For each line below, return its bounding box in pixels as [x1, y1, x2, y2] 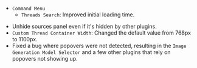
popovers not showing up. [12, 55, 78, 62]
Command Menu [12, 5, 46, 12]
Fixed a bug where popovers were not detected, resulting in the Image [12, 42, 187, 49]
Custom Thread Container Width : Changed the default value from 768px [12, 29, 192, 36]
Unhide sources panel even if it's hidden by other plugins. [12, 23, 157, 30]
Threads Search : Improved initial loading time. [21, 11, 135, 18]
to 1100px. [12, 36, 38, 42]
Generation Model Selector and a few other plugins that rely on [12, 49, 171, 56]
